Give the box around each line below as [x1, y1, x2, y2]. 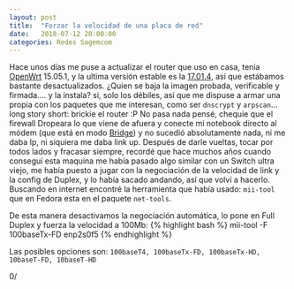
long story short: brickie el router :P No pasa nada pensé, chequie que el [9, 109, 274, 119]
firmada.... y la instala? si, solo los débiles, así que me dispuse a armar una [9, 90, 281, 101]
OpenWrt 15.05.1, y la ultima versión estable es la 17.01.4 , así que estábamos [9, 72, 284, 82]
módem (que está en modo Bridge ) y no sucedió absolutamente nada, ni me [9, 127, 286, 138]
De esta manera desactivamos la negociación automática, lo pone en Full [9, 210, 275, 221]
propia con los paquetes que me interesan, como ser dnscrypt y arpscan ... [9, 99, 278, 110]
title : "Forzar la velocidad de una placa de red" [9, 21, 203, 30]
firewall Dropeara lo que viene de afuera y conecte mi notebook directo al [9, 118, 277, 129]
